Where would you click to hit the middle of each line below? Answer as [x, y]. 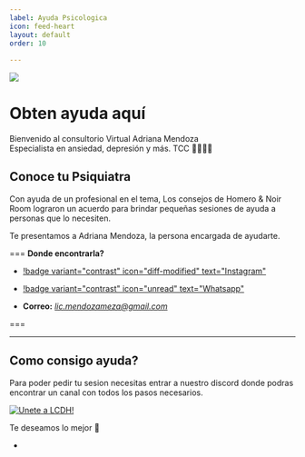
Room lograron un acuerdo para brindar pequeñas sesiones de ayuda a [143, 208]
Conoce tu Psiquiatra [70, 177]
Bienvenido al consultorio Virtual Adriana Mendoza [104, 139]
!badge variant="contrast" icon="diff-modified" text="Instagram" [144, 271]
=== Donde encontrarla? [57, 253]
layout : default [40, 35]
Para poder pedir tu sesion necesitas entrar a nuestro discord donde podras [152, 382]
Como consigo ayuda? [74, 361]
